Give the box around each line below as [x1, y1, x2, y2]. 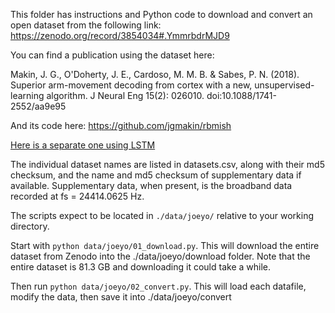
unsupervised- [254, 79, 315, 91]
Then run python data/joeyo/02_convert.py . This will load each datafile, [10, 280, 307, 292]
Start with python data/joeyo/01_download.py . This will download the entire [10, 240, 320, 251]
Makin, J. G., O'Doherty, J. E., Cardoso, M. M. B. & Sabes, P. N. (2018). [10, 69, 300, 80]
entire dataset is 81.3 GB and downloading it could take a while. [10, 261, 272, 273]
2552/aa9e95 [10, 100, 67, 112]
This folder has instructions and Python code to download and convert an [10, 9, 313, 20]
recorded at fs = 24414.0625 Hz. [10, 190, 145, 202]
